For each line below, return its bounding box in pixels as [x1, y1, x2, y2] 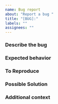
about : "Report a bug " [5, 12, 54, 17]
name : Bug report [5, 7, 41, 12]
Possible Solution [5, 81, 48, 87]
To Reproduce [5, 67, 39, 74]
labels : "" [5, 21, 28, 26]
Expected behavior [5, 54, 52, 61]
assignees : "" [5, 25, 34, 30]
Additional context [5, 94, 51, 101]
